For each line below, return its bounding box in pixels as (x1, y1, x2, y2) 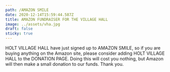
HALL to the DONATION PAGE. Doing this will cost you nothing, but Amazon (5, 56, 164, 61)
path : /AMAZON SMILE (5, 7, 49, 13)
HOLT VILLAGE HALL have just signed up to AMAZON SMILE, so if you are (5, 45, 161, 51)
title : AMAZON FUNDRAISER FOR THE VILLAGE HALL (5, 17, 108, 22)
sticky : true (5, 31, 33, 36)
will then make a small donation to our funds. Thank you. (5, 61, 124, 67)
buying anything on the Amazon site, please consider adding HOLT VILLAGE (5, 50, 165, 56)
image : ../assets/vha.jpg (5, 21, 60, 27)
